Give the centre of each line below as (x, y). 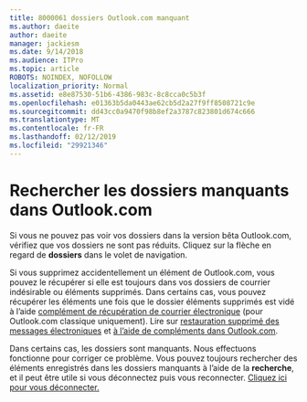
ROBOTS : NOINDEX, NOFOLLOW (61, 78)
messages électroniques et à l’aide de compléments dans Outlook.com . (144, 331)
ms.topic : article (44, 69)
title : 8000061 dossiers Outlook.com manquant (100, 18)
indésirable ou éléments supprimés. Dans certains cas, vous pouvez (138, 291)
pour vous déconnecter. (54, 387)
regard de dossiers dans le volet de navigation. (99, 254)
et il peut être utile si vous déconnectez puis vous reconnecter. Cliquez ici (148, 377)
